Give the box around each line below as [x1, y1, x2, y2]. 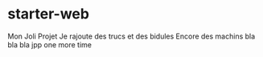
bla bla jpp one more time [7, 39, 92, 49]
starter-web [7, 5, 90, 23]
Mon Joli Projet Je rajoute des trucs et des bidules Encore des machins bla [7, 31, 256, 41]
